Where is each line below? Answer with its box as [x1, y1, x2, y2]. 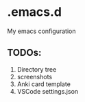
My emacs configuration [7, 27, 77, 35]
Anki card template [16, 80, 71, 88]
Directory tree [16, 65, 57, 73]
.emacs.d [7, 4, 62, 20]
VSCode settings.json [16, 87, 79, 95]
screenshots [16, 72, 53, 81]
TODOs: [7, 47, 42, 59]
